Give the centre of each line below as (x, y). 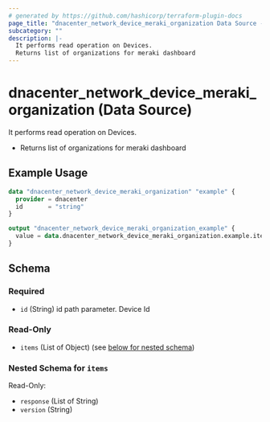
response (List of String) (59, 401)
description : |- (35, 38)
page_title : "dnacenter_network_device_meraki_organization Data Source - (136, 23)
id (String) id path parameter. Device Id (85, 309)
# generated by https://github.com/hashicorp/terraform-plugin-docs (125, 16)
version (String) (46, 410)
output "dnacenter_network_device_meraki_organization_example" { (122, 229)
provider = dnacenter (52, 199)
